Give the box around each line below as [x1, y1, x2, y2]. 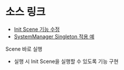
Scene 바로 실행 [5, 45, 42, 52]
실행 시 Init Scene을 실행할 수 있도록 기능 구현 [13, 58, 119, 65]
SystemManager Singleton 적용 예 [13, 33, 94, 40]
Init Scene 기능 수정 [13, 26, 60, 33]
